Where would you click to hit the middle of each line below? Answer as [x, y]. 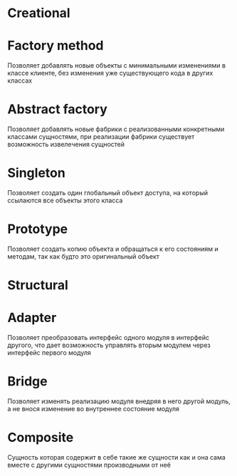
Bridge [27, 382]
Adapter [32, 318]
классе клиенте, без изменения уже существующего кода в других [110, 73]
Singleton [36, 173]
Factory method [56, 46]
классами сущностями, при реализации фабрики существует [101, 137]
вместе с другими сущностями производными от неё [89, 465]
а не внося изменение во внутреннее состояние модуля [93, 409]
